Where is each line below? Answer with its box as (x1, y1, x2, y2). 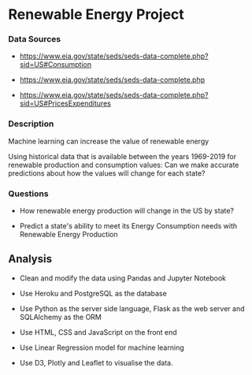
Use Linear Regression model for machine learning (19, 343, 184, 352)
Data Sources (8, 34, 61, 45)
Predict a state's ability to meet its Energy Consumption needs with (19, 221, 238, 231)
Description (8, 118, 54, 129)
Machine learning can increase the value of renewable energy (8, 136, 209, 146)
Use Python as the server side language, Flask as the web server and (19, 303, 246, 313)
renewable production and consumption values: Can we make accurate (8, 160, 239, 169)
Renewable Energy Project (8, 6, 185, 24)
